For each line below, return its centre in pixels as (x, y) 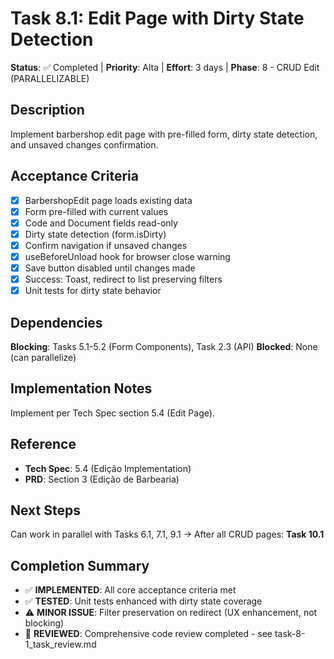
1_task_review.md (60, 644)
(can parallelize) (43, 357)
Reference (43, 444)
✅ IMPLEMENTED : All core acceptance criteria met (130, 590)
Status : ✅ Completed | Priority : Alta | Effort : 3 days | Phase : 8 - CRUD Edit (165, 67)
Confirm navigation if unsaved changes (106, 245)
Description (47, 110)
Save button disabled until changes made (110, 268)
